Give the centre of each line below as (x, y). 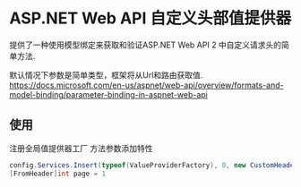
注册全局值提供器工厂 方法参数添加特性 (81, 148)
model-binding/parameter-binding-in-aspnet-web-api (109, 94)
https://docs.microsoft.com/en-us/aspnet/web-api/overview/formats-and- (146, 85)
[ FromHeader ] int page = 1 (57, 174)
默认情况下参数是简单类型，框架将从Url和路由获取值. (106, 75)
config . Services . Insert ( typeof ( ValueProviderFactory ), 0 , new (128, 165)
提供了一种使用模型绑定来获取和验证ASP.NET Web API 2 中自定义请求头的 (146, 45)
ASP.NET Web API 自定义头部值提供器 (150, 18)
